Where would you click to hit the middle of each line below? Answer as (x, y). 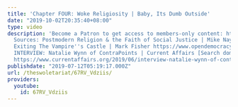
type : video (25, 27)
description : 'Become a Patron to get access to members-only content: (115, 33)
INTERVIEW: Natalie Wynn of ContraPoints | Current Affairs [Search (117, 53)
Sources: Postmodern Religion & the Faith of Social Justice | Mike (117, 40)
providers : (23, 79)
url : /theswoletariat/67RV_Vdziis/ (60, 73)
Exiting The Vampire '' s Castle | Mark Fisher (82, 46)
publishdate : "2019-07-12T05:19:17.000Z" (69, 66)
